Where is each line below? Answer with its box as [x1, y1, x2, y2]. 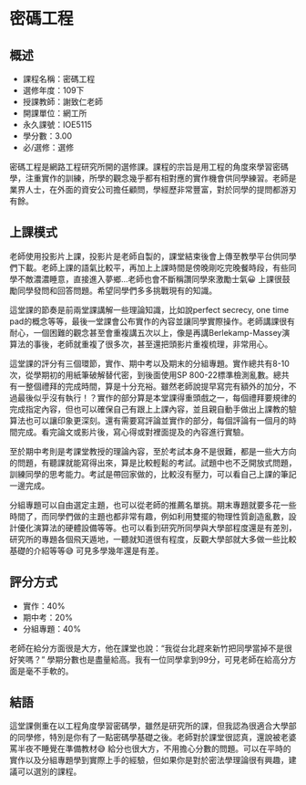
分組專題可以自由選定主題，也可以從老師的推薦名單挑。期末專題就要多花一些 [9, 499, 297, 510]
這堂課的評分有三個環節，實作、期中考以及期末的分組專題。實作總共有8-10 [9, 358, 290, 369]
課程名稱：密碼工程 [22, 74, 96, 84]
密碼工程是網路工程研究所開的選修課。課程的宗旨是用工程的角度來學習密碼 [9, 162, 289, 172]
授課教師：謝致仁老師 [22, 97, 103, 107]
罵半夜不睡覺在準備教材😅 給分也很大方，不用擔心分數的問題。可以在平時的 [9, 743, 291, 754]
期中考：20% [22, 612, 73, 623]
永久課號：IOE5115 [22, 120, 93, 130]
